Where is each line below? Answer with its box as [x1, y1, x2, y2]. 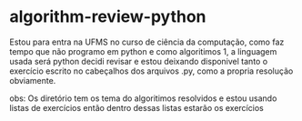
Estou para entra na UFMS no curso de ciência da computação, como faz [9, 36, 285, 47]
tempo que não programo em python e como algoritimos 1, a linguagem [9, 45, 277, 56]
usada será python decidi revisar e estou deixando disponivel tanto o [9, 55, 268, 66]
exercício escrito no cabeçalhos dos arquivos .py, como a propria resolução [9, 66, 294, 76]
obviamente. [9, 75, 56, 86]
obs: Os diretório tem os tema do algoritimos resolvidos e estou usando [9, 93, 277, 104]
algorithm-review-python [9, 6, 206, 27]
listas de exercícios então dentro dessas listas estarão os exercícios [9, 102, 264, 113]
